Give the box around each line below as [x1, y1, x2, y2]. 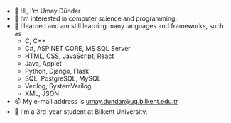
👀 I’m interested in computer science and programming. [14, 14, 178, 23]
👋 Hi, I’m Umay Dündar [14, 7, 81, 15]
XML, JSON [24, 89, 59, 98]
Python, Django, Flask [24, 67, 90, 75]
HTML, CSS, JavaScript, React [24, 52, 114, 60]
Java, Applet [24, 59, 62, 67]
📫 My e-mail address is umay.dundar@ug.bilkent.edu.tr [14, 98, 178, 105]
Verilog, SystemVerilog [24, 82, 92, 90]
